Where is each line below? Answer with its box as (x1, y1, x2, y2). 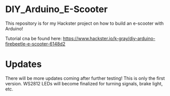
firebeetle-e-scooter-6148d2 (5, 40, 65, 46)
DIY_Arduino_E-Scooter (5, 4, 108, 15)
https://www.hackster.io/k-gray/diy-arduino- (62, 35, 156, 41)
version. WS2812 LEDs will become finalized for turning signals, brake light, (5, 80, 163, 86)
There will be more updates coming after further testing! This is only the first (5, 75, 165, 81)
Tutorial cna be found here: (5, 35, 62, 41)
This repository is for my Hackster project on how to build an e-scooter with (5, 20, 164, 26)
